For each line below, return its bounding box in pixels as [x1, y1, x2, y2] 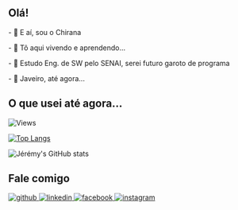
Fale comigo [8, 172, 70, 185]
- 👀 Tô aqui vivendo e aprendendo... [8, 43, 126, 52]
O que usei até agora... [8, 97, 123, 111]
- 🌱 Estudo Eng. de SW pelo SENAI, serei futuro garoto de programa [8, 58, 230, 68]
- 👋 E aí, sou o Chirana [8, 27, 82, 37]
